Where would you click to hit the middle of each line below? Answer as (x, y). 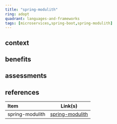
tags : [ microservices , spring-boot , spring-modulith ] (59, 23)
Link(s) (69, 106)
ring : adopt (17, 14)
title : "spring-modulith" (31, 9)
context (17, 43)
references (22, 92)
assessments (26, 76)
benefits (18, 60)
